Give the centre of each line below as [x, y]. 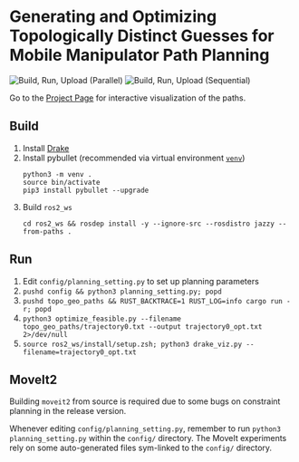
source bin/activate [61, 182]
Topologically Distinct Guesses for [142, 36]
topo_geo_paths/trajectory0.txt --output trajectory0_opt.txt [142, 327]
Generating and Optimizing [113, 17]
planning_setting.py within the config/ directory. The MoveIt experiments [148, 438]
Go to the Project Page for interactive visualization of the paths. [128, 98]
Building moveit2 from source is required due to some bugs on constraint [145, 401]
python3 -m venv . [57, 174]
